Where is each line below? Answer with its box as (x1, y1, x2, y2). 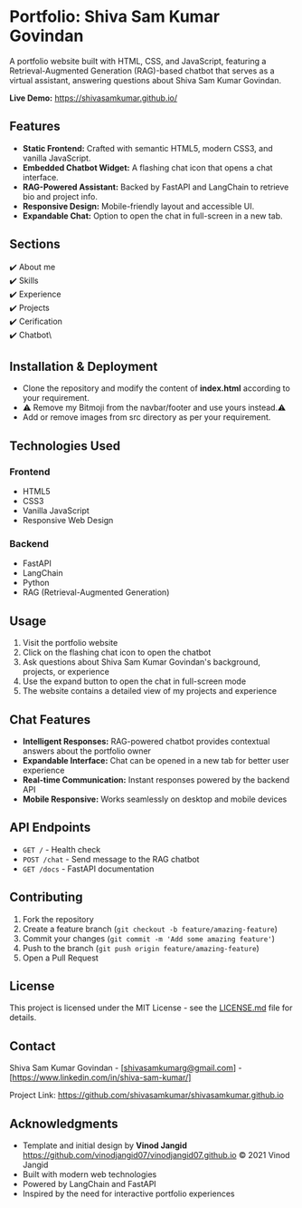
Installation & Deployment (9, 358, 158, 374)
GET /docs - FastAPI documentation (22, 863, 155, 874)
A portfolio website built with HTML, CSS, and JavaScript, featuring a (9, 55, 267, 66)
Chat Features (9, 712, 91, 727)
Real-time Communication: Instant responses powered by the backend (22, 774, 290, 785)
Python (22, 578, 50, 589)
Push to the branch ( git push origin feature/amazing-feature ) (22, 942, 260, 953)
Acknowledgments (9, 1115, 119, 1131)
